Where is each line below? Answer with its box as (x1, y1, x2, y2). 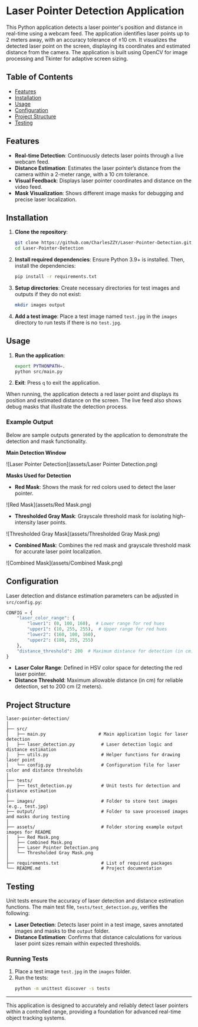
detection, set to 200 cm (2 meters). (14, 683, 103, 690)
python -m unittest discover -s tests (14, 986, 110, 992)
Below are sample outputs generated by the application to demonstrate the (6, 431, 188, 438)
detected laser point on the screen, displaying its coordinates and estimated (6, 42, 190, 50)
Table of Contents (6, 72, 74, 82)
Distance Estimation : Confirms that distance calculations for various (14, 934, 181, 941)
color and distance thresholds (6, 767, 83, 773)
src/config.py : (6, 598, 42, 605)
